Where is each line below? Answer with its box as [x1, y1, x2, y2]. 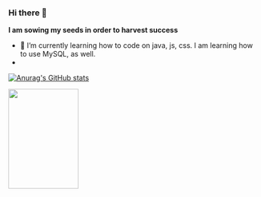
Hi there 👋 [8, 7, 48, 18]
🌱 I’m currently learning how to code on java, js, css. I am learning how [19, 41, 254, 50]
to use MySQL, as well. [19, 49, 96, 59]
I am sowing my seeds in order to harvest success [8, 26, 179, 35]
